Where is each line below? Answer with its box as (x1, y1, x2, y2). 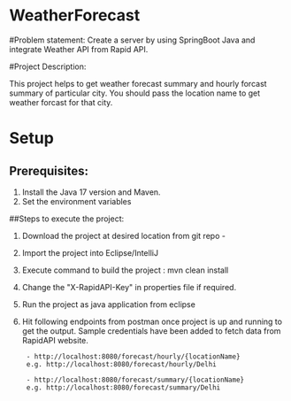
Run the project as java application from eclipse (21, 298, 196, 310)
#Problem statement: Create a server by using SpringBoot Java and (9, 35, 256, 45)
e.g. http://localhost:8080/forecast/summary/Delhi (26, 382, 221, 392)
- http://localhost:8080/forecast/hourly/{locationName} (26, 351, 241, 361)
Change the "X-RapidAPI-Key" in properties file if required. (21, 281, 237, 292)
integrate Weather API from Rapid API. (9, 43, 149, 54)
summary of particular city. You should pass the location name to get (9, 88, 261, 98)
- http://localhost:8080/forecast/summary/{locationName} (26, 375, 245, 384)
